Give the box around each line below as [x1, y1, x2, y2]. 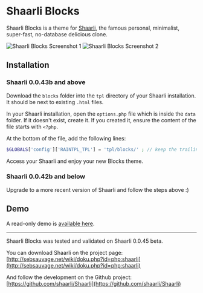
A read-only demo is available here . [6, 220, 95, 227]
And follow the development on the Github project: [6, 274, 132, 281]
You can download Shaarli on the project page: [6, 249, 123, 256]
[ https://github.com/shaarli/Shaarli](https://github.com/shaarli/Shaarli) [6, 280, 181, 287]
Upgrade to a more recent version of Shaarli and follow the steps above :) [6, 186, 189, 193]
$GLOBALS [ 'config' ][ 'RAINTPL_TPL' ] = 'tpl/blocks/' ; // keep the [6, 146, 177, 153]
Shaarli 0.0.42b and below [6, 173, 86, 181]
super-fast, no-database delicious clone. [6, 30, 108, 38]
